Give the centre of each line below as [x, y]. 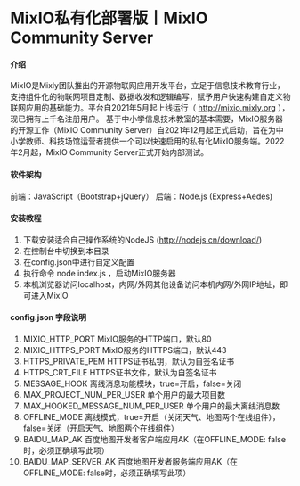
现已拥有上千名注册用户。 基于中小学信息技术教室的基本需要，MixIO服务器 [147, 119]
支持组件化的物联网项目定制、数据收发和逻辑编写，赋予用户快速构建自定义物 [150, 97]
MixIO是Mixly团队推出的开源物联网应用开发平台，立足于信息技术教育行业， [148, 86]
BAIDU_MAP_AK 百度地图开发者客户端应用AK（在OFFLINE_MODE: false [154, 439]
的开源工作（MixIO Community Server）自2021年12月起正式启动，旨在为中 [147, 130]
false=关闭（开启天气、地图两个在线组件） [101, 428]
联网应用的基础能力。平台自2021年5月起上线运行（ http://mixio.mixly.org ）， [150, 108]
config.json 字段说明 [49, 317]
